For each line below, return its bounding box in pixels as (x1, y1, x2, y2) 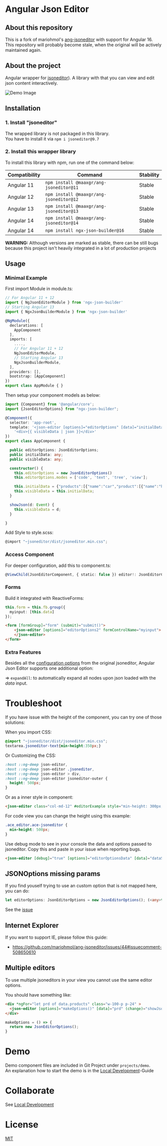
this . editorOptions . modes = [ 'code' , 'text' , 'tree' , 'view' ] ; (14, 475, 148, 480)
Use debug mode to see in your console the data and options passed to (5, 841, 152, 847)
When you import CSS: (5, 729, 52, 735)
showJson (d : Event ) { (9, 502, 55, 507)
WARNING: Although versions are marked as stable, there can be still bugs (5, 240, 159, 246)
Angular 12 (7, 193, 34, 200)
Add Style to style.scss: (5, 530, 54, 536)
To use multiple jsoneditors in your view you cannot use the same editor (5, 977, 153, 983)
